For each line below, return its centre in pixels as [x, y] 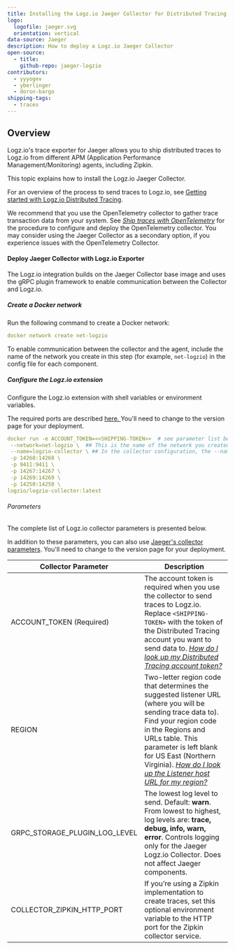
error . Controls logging [182, 837]
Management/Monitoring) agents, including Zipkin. [80, 164]
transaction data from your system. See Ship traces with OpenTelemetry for [116, 220]
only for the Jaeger [176, 846]
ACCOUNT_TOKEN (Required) [60, 622]
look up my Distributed [181, 657]
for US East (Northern [180, 756]
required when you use [182, 587]
